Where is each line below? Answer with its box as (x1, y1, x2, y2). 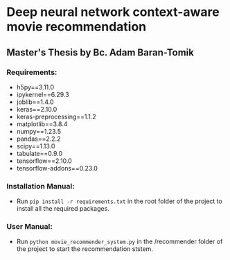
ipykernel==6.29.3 (16, 90, 70, 98)
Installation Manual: (6, 181, 75, 191)
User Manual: (6, 222, 53, 232)
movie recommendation (6, 19, 147, 35)
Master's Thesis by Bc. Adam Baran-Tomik (6, 46, 195, 58)
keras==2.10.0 (16, 105, 57, 113)
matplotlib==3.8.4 (16, 119, 68, 128)
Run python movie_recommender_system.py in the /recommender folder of (16, 237, 223, 246)
